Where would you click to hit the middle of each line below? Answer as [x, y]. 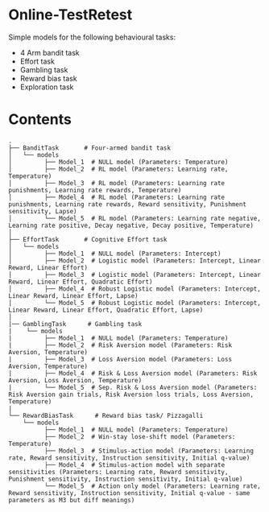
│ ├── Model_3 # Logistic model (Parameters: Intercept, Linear [135, 275]
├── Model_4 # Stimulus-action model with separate [134, 465]
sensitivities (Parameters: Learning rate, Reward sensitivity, [118, 472]
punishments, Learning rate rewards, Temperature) [95, 190]
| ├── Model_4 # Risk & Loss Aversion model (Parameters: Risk [133, 373]
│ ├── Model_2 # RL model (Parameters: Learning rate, [118, 169]
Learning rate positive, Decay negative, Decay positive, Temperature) [131, 225]
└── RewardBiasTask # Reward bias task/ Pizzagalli [106, 415]
